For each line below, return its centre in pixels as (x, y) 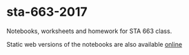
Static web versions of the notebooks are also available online (94, 44)
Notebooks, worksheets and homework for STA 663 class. (89, 31)
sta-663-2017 (47, 12)
